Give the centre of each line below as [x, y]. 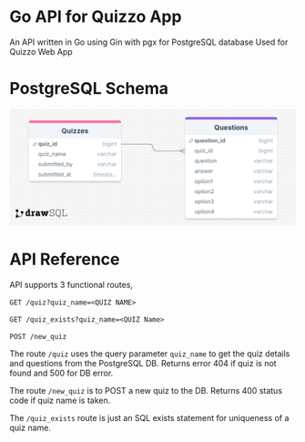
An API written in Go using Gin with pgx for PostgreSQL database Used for [149, 42]
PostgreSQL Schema [89, 89]
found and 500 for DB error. [61, 373]
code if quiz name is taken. [60, 401]
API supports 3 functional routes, [71, 285]
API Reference [65, 259]
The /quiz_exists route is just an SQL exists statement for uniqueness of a [149, 418]
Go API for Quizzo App [96, 17]
